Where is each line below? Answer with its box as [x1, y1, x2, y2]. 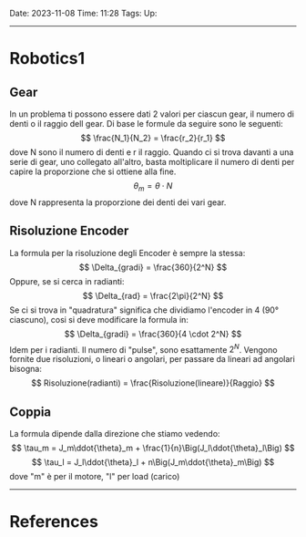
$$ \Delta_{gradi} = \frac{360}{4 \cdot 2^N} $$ [64, 328, 242, 339]
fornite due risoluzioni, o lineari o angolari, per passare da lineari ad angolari [9, 354, 296, 365]
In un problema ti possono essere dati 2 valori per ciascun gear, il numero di [9, 108, 294, 119]
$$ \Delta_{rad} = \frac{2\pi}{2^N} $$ [82, 290, 224, 301]
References [9, 511, 98, 532]
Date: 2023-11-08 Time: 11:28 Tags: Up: [9, 8, 158, 18]
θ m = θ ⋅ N [133, 181, 173, 193]
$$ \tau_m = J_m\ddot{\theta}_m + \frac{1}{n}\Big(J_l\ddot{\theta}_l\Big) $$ [11, 442, 295, 454]
